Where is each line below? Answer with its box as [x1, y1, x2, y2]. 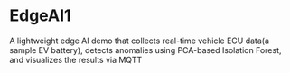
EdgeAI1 [9, 5, 71, 26]
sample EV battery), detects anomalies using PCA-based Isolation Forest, [9, 44, 282, 55]
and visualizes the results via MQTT [9, 54, 143, 65]
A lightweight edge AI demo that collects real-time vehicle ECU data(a [9, 35, 269, 46]
